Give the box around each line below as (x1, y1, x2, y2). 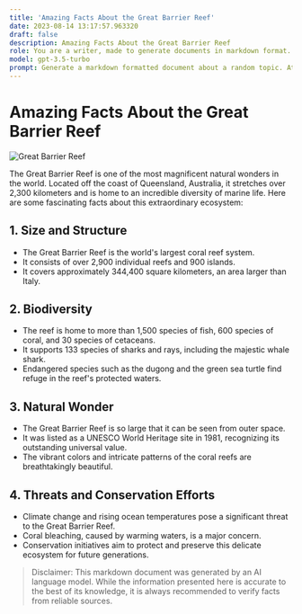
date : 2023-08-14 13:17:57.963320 (9, 22, 139, 31)
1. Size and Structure (9, 223, 128, 238)
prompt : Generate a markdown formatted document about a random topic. (9, 64, 283, 73)
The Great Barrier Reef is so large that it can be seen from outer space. (22, 423, 286, 434)
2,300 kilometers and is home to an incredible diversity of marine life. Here (9, 187, 286, 198)
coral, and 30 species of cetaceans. (22, 334, 155, 346)
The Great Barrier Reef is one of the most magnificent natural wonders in (9, 168, 280, 179)
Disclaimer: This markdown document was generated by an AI (31, 567, 262, 578)
